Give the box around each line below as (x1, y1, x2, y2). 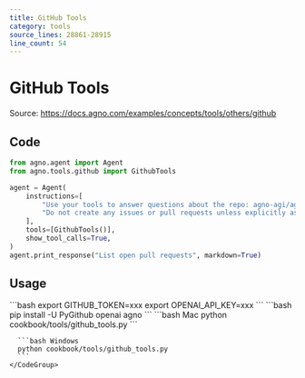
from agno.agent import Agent (9, 158, 124, 167)
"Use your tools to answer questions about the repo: (42, 200, 250, 209)
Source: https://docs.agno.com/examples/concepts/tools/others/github (9, 108, 277, 119)
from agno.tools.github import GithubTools (9, 166, 177, 175)
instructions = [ (25, 192, 84, 201)
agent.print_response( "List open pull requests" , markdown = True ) (9, 251, 261, 260)
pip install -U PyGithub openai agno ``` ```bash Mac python (9, 310, 228, 321)
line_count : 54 (9, 38, 67, 48)
